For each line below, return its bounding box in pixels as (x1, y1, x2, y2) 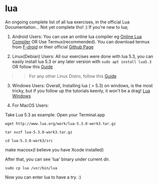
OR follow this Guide (12, 64, 53, 70)
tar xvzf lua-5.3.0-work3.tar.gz (5, 129, 73, 134)
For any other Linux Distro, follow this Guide (29, 73, 117, 79)
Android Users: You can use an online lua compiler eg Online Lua (12, 34, 142, 39)
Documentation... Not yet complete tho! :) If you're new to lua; (5, 24, 128, 30)
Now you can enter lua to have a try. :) (5, 174, 81, 180)
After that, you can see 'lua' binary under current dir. (5, 156, 110, 162)
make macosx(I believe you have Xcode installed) (5, 147, 104, 152)
